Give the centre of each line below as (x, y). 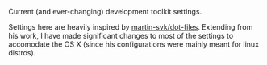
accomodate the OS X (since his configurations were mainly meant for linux (134, 44)
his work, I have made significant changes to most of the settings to (121, 36)
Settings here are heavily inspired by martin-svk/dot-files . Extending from (131, 27)
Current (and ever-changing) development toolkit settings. (105, 12)
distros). (22, 53)
